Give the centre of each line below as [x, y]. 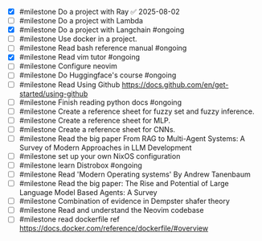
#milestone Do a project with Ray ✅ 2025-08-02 [99, 12]
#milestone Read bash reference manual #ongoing [103, 48]
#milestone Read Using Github [70, 85]
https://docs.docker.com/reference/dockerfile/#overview [114, 228]
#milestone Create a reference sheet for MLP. [94, 120]
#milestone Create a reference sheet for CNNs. [97, 129]
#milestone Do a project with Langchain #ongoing [102, 30]
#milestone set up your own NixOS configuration [100, 156]
